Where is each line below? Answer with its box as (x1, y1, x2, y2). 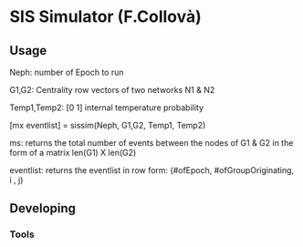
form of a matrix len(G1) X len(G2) (9, 148, 137, 158)
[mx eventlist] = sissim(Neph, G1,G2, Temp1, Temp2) (9, 120, 206, 130)
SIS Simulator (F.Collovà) (9, 6, 203, 27)
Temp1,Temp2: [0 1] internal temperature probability (9, 102, 204, 113)
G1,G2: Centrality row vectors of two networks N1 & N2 (9, 85, 215, 95)
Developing (9, 201, 76, 216)
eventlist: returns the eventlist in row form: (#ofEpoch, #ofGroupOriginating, (9, 165, 295, 175)
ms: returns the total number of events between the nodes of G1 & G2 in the (9, 138, 294, 148)
